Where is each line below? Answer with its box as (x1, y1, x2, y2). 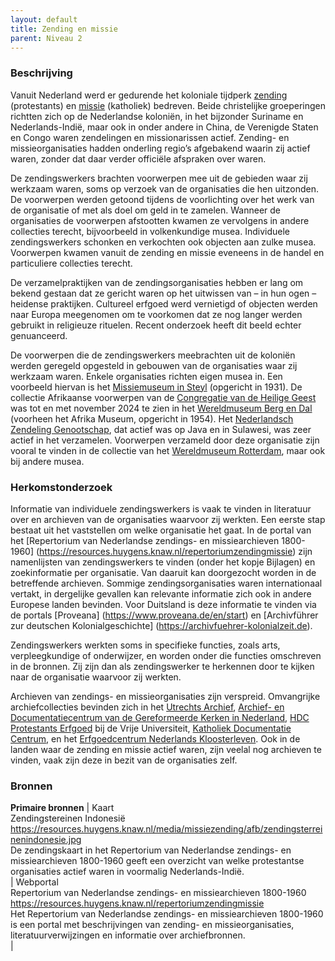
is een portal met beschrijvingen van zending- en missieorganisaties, (10, 919, 295, 931)
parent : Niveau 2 (10, 33, 83, 43)
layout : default (10, 14, 78, 25)
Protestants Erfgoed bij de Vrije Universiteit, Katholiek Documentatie (10, 722, 292, 734)
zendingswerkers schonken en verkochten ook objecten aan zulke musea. (10, 236, 317, 248)
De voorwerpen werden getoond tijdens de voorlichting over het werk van (10, 193, 315, 205)
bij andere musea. (10, 455, 85, 467)
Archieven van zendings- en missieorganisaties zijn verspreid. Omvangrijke (10, 690, 321, 702)
